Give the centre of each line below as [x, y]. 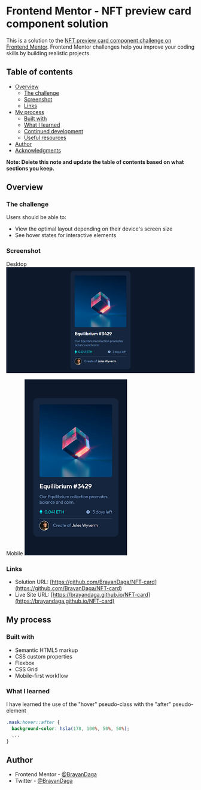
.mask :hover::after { [33, 722]
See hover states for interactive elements [66, 235]
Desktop [16, 264]
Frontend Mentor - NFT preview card [99, 11]
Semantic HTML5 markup [46, 650]
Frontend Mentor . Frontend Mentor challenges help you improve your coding [100, 47]
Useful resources [45, 137]
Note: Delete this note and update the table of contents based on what [95, 162]
